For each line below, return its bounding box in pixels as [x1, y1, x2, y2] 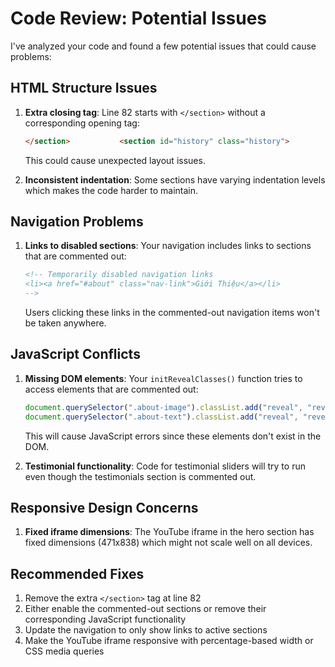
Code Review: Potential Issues [10, 7, 268, 30]
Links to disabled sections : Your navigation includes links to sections [24, 240, 312, 252]
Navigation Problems [10, 213, 144, 231]
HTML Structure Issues [10, 80, 158, 97]
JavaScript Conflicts [10, 346, 141, 363]
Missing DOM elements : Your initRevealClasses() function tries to [24, 372, 303, 384]
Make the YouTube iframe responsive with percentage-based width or [24, 635, 314, 647]
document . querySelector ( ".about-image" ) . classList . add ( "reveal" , [24, 402, 303, 412]
